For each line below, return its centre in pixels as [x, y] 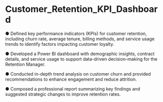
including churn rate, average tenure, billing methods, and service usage [80, 39]
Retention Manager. [25, 64]
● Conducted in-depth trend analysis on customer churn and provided [78, 74]
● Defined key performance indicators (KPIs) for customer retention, [76, 33]
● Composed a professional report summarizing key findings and [73, 89]
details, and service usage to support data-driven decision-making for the [81, 59]
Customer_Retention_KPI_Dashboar [81, 9]
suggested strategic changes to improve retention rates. [63, 94]
